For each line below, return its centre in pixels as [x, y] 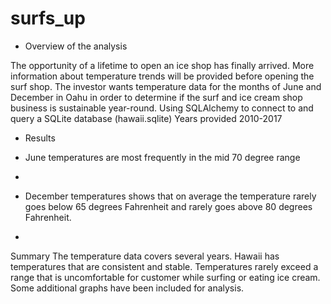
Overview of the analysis [76, 46]
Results [40, 138]
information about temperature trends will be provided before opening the [162, 76]
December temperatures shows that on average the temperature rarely [170, 196]
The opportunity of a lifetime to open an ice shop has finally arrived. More [162, 65]
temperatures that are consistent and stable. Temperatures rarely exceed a [164, 266]
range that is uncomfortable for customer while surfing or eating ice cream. [165, 277]
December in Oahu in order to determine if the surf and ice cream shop [156, 97]
